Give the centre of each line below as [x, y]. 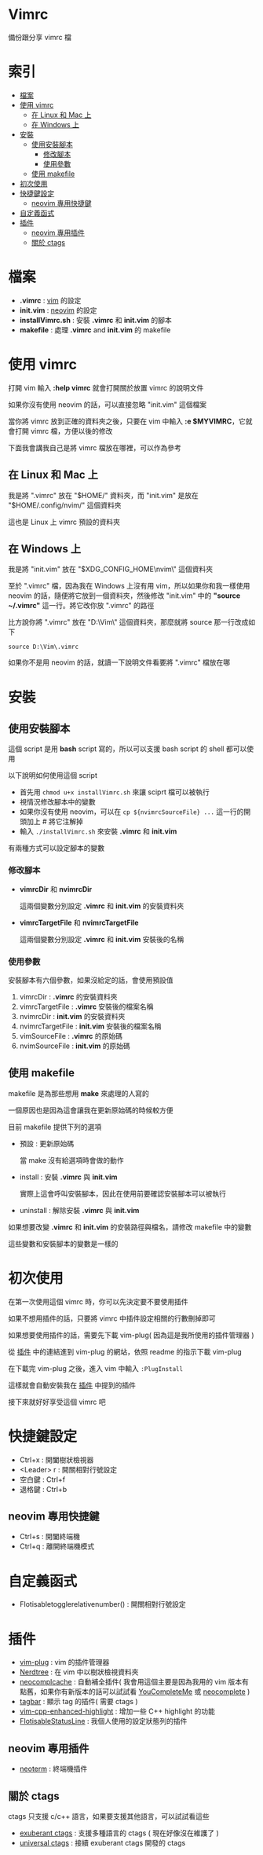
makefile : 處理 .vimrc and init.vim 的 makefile [95, 330]
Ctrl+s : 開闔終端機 [50, 1537]
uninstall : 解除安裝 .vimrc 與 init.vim [79, 1210]
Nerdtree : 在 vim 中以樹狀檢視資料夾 [79, 1672]
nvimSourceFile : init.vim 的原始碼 [75, 1046]
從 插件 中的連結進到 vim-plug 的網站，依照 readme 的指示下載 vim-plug [125, 1351]
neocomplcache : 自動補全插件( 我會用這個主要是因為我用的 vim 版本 [131, 1682]
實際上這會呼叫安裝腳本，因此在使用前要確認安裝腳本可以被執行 [122, 1193]
